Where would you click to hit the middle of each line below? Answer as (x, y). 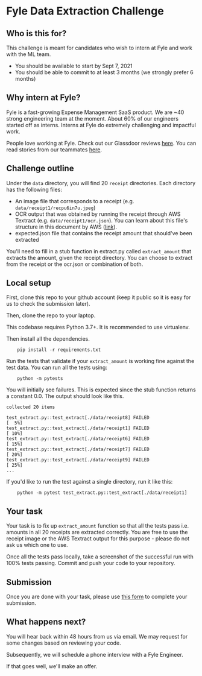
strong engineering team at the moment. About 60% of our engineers (93, 118)
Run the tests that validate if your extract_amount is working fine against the (100, 361)
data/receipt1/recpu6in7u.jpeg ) (55, 207)
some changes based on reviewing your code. (64, 643)
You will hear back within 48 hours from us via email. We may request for (97, 636)
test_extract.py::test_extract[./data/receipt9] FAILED (78, 460)
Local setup (29, 283)
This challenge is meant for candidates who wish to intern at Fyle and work (99, 48)
